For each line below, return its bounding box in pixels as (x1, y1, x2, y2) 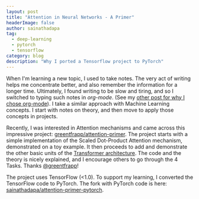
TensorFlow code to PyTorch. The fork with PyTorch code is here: (6, 179, 167, 187)
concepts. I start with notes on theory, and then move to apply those (6, 106, 174, 113)
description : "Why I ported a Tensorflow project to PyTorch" (6, 58, 164, 64)
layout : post (6, 8, 39, 15)
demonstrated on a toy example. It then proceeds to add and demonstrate (6, 143, 188, 150)
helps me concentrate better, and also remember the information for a (6, 81, 178, 88)
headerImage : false (6, 20, 55, 26)
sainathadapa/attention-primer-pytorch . (6, 186, 104, 193)
